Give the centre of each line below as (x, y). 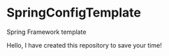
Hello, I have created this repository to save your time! (84, 45)
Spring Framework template (46, 32)
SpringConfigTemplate (74, 13)
